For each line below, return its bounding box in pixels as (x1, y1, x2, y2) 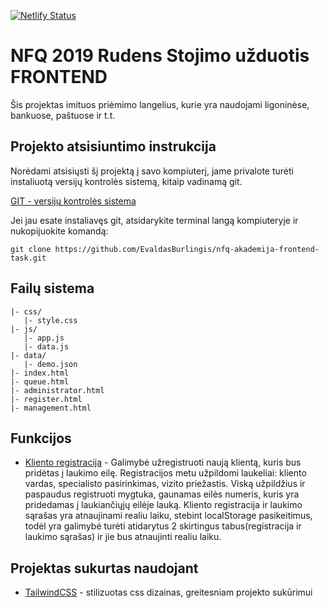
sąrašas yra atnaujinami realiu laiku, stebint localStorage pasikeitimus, (24, 510, 313, 522)
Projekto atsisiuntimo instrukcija (10, 138, 217, 155)
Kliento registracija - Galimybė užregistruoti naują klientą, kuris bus (24, 456, 302, 469)
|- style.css (23, 315, 78, 325)
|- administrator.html (10, 385, 105, 395)
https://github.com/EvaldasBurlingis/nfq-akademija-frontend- (54, 244, 320, 254)
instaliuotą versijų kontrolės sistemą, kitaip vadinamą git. (10, 175, 243, 187)
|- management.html (10, 403, 92, 413)
